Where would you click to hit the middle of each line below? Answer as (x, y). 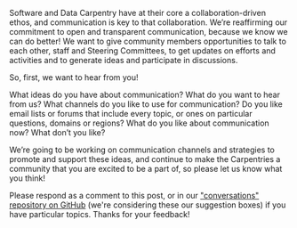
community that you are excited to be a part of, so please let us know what (146, 169)
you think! (28, 178)
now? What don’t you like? (57, 132)
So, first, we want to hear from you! (74, 77)
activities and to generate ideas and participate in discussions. (124, 60)
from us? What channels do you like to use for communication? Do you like (146, 104)
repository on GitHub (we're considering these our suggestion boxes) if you (148, 205)
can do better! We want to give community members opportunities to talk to (148, 41)
